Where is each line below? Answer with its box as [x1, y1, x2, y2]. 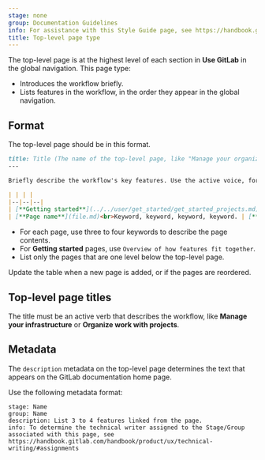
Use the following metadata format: [8, 387, 123, 397]
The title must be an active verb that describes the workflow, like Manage [8, 311, 248, 321]
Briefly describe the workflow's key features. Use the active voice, [8, 176, 245, 184]
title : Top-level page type [8, 33, 101, 42]
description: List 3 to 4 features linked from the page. [8, 417, 203, 424]
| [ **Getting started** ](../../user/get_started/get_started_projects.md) [8, 205, 259, 213]
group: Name [8, 409, 47, 417]
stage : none [8, 11, 47, 20]
